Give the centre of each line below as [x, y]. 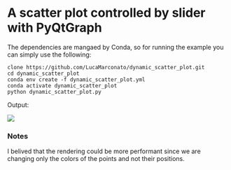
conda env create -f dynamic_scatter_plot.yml [76, 79]
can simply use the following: [49, 55]
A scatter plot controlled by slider [106, 13]
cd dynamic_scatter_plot [43, 73]
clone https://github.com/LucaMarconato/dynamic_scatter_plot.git [106, 67]
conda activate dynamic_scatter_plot [62, 85]
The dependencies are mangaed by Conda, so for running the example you [115, 47]
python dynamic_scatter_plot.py [54, 92]
